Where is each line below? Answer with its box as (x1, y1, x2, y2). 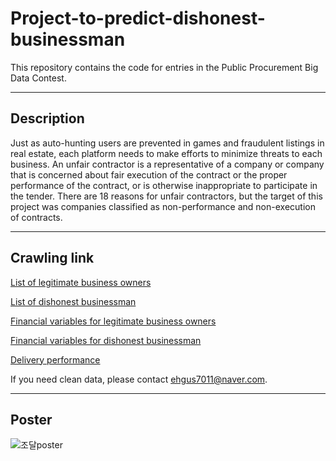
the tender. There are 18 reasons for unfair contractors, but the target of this (10, 190, 323, 202)
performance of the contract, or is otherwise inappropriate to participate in (10, 179, 318, 191)
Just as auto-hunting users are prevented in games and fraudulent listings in (10, 137, 325, 149)
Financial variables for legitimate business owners (10, 315, 217, 327)
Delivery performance (10, 353, 101, 366)
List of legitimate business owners (10, 276, 152, 288)
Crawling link (10, 250, 95, 267)
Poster (10, 411, 53, 428)
